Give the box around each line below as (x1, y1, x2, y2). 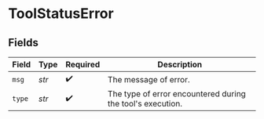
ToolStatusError (8, 5, 114, 23)
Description (157, 59, 203, 70)
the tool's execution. (107, 99, 183, 109)
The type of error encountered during (107, 88, 246, 99)
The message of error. (107, 74, 190, 85)
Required (65, 59, 101, 70)
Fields (8, 36, 39, 49)
